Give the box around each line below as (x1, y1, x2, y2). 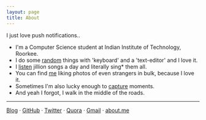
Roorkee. (15, 50, 39, 57)
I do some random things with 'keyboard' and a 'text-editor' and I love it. (15, 56, 198, 64)
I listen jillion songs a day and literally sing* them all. (15, 62, 147, 70)
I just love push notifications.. (6, 31, 81, 39)
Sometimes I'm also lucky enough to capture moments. (15, 82, 155, 89)
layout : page (6, 9, 40, 15)
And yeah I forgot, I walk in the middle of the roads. (15, 89, 145, 96)
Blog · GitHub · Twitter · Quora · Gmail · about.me (6, 107, 130, 114)
